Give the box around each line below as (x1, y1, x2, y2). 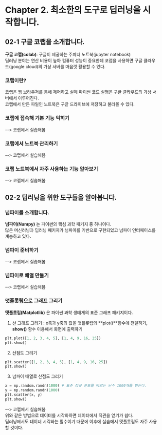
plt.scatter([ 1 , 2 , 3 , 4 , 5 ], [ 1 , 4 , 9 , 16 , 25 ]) (5, 359, 108, 364)
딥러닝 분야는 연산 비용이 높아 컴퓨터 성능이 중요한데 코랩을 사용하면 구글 (5, 58, 143, 63)
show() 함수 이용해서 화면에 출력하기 (12, 326, 83, 332)
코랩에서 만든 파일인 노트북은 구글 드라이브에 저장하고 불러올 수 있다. (5, 101, 135, 107)
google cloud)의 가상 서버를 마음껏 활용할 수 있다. (10, 64, 106, 69)
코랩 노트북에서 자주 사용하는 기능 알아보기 (5, 166, 98, 172)
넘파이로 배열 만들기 (5, 272, 49, 279)
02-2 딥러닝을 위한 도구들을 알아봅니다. (5, 193, 117, 202)
